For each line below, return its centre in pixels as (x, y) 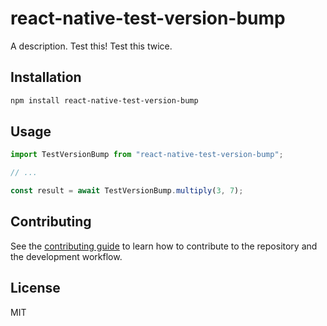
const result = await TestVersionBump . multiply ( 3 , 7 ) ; (127, 191)
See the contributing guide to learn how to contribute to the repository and (164, 246)
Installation (46, 77)
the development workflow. (66, 256)
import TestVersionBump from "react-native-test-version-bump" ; (147, 155)
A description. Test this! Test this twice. (91, 46)
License (35, 288)
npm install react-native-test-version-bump (104, 100)
